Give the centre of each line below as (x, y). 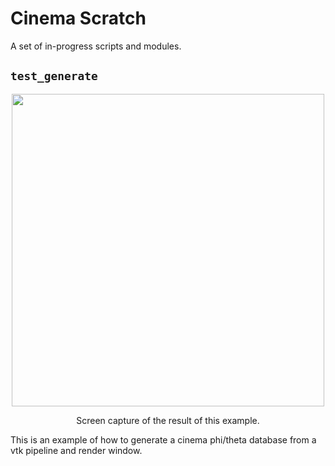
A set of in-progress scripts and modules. (96, 46)
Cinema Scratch (78, 18)
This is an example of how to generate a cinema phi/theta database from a (163, 439)
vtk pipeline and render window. (76, 450)
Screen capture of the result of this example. (168, 420)
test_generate (54, 76)
